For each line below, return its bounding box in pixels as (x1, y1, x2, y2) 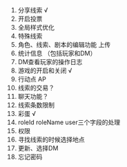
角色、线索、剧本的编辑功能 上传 (17, 41, 111, 48)
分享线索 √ (17, 6, 48, 14)
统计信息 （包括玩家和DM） (17, 49, 97, 57)
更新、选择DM (17, 144, 59, 152)
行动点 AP (17, 75, 47, 83)
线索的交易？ (17, 83, 55, 92)
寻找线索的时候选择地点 (17, 135, 85, 144)
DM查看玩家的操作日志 (17, 58, 83, 66)
